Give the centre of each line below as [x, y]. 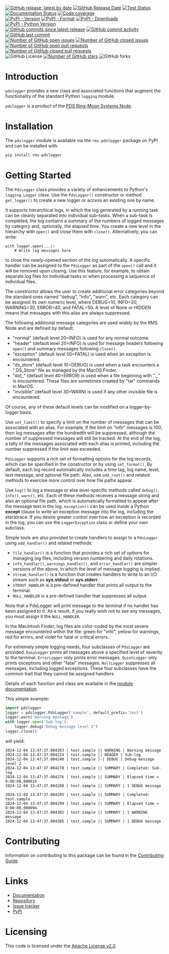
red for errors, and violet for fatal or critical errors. [57, 637]
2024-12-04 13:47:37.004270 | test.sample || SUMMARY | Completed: [78, 768]
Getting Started [38, 175]
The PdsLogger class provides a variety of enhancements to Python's [76, 189]
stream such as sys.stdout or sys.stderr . [56, 579]
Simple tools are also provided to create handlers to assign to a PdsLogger [81, 537]
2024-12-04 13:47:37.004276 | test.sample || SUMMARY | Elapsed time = [82, 777]
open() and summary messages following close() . [65, 348]
